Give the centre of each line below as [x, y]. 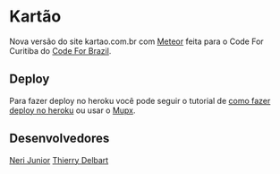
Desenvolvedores [59, 139]
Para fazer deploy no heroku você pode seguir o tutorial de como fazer [140, 100]
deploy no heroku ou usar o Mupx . [72, 110]
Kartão [35, 17]
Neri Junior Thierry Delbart [59, 160]
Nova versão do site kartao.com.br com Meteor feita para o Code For [136, 41]
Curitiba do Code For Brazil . [60, 50]
